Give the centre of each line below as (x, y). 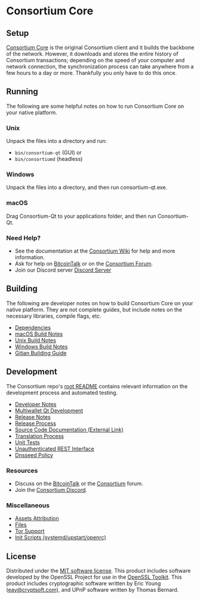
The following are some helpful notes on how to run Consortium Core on (95, 106)
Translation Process (39, 436)
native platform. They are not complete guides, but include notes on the (94, 309)
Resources (22, 470)
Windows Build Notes (41, 346)
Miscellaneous (28, 505)
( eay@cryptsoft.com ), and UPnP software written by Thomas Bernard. (93, 590)
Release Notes (33, 416)
